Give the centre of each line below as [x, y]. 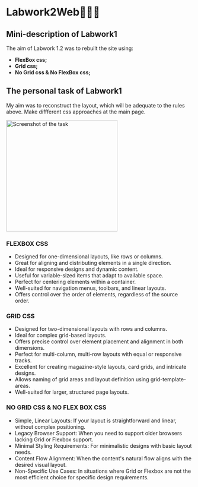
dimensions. [30, 348]
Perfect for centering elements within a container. [75, 282]
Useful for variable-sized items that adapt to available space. [89, 276]
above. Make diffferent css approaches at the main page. [76, 112]
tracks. [23, 360]
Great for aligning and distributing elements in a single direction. [93, 263]
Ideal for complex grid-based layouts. [60, 336]
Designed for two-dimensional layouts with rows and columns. [91, 329]
